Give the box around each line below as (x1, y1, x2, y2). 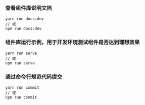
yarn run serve (5, 51, 37, 56)
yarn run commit (5, 85, 39, 90)
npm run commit (5, 95, 37, 100)
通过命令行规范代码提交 (5, 73, 62, 80)
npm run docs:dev (5, 26, 42, 31)
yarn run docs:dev (5, 16, 44, 21)
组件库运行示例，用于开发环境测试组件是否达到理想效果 (5, 39, 140, 46)
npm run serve (5, 60, 35, 65)
